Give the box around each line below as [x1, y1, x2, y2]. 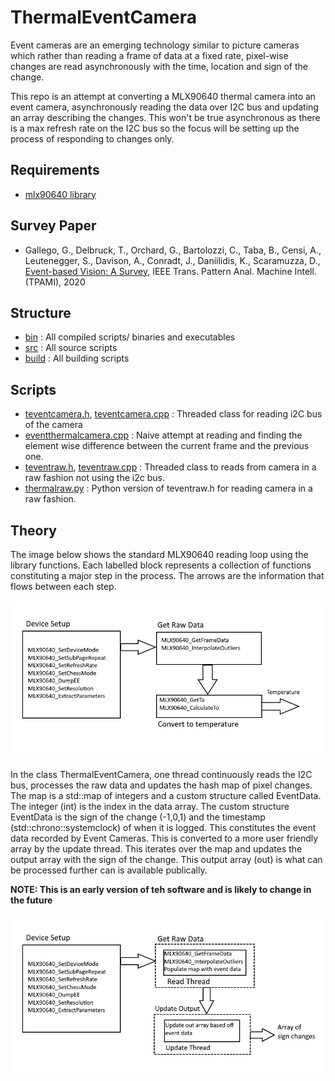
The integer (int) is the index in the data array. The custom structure [10, 801, 290, 813]
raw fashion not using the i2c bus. [24, 472, 165, 484]
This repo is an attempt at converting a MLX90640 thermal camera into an [10, 90, 317, 102]
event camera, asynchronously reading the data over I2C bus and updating [10, 101, 319, 113]
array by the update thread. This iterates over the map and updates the [10, 843, 303, 855]
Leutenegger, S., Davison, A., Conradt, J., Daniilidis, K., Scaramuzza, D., [24, 254, 321, 266]
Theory [10, 522, 58, 539]
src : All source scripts [24, 342, 118, 354]
